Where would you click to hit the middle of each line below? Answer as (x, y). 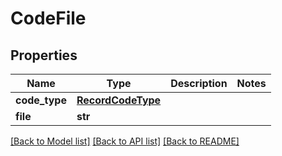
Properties (44, 55)
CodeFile (48, 18)
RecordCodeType (119, 100)
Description (199, 83)
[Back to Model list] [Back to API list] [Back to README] (125, 141)
